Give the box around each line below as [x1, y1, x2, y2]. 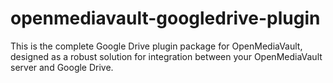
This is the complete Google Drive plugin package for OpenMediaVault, [10, 40, 303, 52]
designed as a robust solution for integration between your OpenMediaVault [10, 50, 323, 62]
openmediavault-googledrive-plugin [10, 7, 321, 30]
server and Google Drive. [10, 61, 114, 73]
